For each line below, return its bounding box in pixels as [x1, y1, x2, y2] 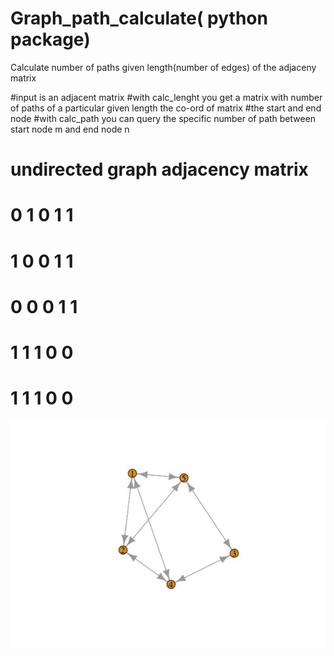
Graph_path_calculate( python [10, 7, 268, 30]
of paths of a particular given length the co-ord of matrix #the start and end [10, 102, 322, 114]
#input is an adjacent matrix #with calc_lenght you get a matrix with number [10, 91, 323, 103]
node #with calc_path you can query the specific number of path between [10, 112, 317, 124]
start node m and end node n [10, 123, 130, 135]
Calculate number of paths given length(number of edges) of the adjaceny [10, 61, 317, 73]
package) [10, 28, 91, 51]
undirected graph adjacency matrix [10, 158, 309, 181]
